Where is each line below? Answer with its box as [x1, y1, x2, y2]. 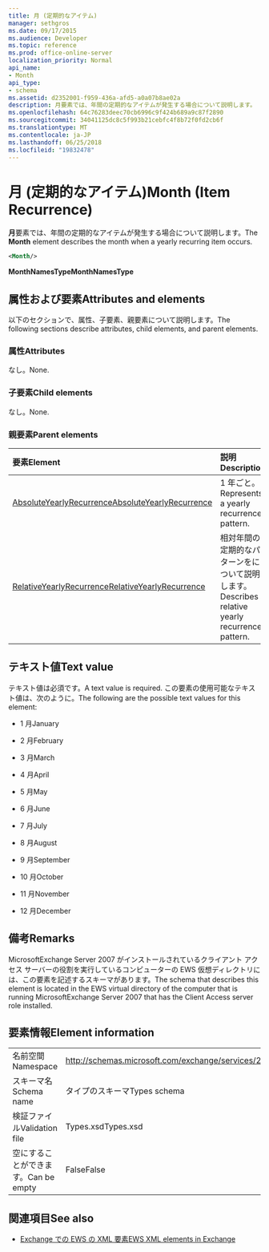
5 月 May [19, 786, 48, 796]
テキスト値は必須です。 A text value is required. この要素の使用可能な [8, 683, 235, 693]
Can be [27, 1172, 54, 1183]
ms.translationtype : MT [8, 123, 88, 131]
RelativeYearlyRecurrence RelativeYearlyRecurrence [12, 580, 206, 592]
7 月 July [19, 821, 48, 830]
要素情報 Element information [8, 1025, 155, 1039]
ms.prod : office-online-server [8, 49, 113, 57]
